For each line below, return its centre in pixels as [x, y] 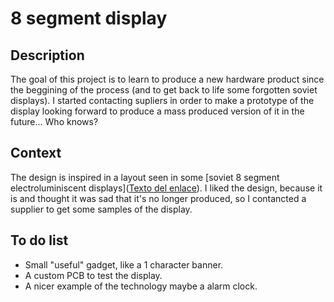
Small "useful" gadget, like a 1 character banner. [124, 264]
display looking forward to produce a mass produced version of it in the [157, 111]
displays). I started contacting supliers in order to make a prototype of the [162, 100]
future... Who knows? [54, 121]
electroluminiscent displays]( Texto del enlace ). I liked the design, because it [166, 188]
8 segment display [89, 18]
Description [47, 55]
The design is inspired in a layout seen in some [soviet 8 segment [145, 177]
